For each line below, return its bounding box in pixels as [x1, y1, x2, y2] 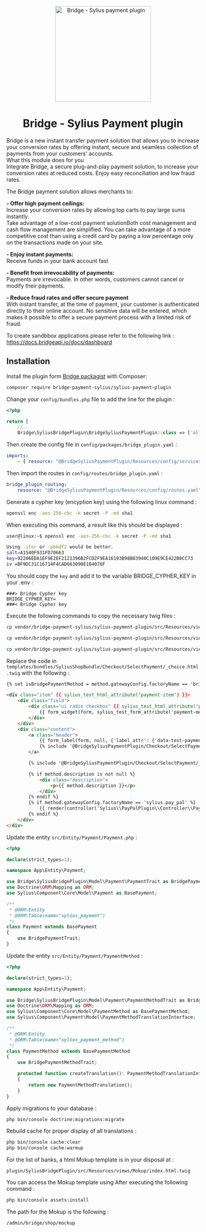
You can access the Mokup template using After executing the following [6, 1179, 188, 1186]
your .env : [6, 578, 34, 586]
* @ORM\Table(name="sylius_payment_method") [9, 1036, 124, 1043]
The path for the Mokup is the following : [6, 1208, 109, 1215]
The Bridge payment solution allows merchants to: [6, 188, 134, 195]
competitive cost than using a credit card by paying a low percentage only [6, 232, 194, 239]
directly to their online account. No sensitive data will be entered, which [6, 307, 188, 314]
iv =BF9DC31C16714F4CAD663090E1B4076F [6, 561, 105, 567]
